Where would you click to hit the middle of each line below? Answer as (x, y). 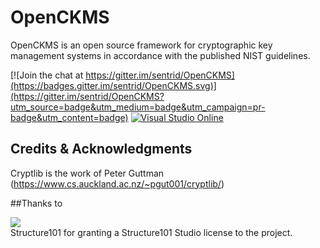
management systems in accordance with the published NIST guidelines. (160, 55)
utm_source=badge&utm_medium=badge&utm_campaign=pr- (138, 107)
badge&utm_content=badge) (69, 117)
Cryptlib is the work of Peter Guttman (87, 173)
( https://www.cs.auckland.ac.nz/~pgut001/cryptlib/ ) (117, 183)
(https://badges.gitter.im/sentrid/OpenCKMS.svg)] (113, 85)
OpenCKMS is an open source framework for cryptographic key (141, 45)
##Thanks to (36, 203)
